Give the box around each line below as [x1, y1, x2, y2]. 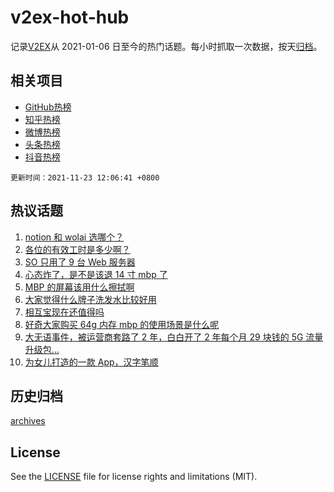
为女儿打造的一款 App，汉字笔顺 [24, 356, 159, 368]
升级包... [24, 343, 60, 355]
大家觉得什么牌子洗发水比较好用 [24, 293, 157, 305]
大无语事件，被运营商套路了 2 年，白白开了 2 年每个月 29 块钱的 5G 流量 [24, 331, 324, 343]
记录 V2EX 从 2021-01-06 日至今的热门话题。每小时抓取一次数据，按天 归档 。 [10, 40, 323, 52]
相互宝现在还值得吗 [24, 306, 105, 318]
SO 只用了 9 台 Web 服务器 [24, 256, 136, 268]
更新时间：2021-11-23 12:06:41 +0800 [10, 172, 160, 183]
